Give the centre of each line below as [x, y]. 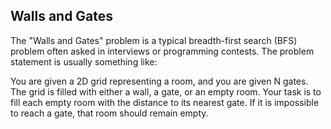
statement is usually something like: [84, 61]
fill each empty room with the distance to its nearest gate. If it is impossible [165, 102]
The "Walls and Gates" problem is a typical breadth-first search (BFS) [154, 40]
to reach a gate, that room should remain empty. [109, 113]
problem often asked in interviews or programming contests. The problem [162, 51]
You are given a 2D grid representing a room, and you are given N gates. [159, 81]
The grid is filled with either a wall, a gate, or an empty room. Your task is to [166, 91]
